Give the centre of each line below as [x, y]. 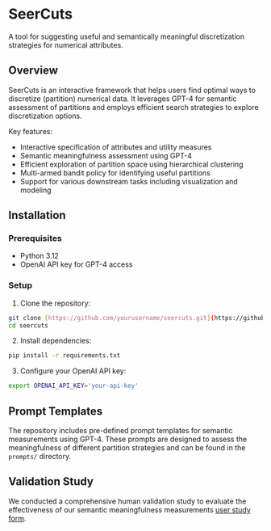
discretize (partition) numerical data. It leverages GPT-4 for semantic [123, 99]
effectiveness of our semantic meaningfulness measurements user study [130, 509]
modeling [35, 190]
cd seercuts [28, 325]
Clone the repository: [55, 303]
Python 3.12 [39, 256]
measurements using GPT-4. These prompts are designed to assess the [128, 439]
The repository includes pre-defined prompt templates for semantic [121, 431]
